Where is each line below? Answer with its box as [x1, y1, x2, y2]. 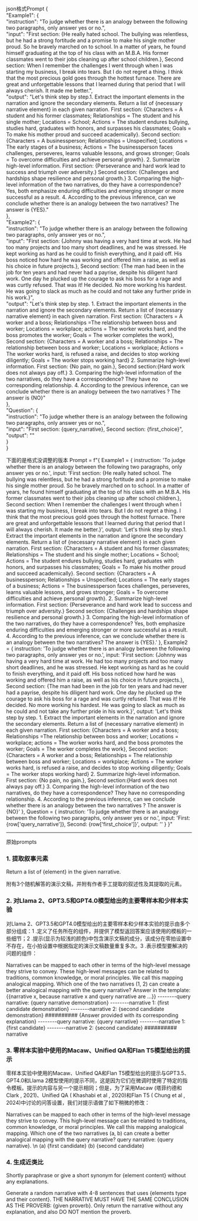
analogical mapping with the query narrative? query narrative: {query [6, 1135, 174, 1143]
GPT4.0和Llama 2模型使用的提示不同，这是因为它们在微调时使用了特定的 [6, 1076, 183, 1084]
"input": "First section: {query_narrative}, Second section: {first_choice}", [6, 425, 183, 433]
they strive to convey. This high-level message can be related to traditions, [6, 1117, 187, 1124]
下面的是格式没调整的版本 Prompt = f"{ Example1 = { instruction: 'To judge [6, 457, 186, 463]
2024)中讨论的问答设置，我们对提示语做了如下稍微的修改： [6, 1099, 150, 1106]
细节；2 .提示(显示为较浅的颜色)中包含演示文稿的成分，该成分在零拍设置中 [11, 935, 192, 942]
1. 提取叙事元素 [6, 855, 49, 863]
